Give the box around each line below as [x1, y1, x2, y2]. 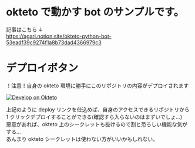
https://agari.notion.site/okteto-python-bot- [6, 32, 112, 40]
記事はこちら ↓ [6, 26, 43, 33]
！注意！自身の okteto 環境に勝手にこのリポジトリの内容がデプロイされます [6, 82, 189, 89]
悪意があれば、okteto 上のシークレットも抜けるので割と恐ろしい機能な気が [6, 120, 188, 127]
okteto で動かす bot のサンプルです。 [6, 5, 184, 19]
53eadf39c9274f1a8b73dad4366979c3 [6, 39, 102, 46]
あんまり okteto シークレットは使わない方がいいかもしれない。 [6, 135, 159, 142]
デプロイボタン [6, 61, 79, 75]
